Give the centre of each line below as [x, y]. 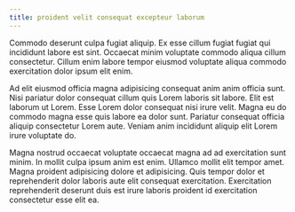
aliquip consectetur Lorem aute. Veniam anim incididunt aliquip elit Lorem [144, 126]
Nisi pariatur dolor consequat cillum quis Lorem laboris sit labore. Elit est [142, 98]
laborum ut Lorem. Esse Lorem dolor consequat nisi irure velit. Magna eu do [148, 106]
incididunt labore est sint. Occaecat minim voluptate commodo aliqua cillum [148, 52]
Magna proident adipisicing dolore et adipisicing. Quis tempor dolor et [137, 171]
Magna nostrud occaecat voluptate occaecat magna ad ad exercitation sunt [148, 153]
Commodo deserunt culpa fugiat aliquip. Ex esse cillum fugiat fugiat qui [140, 43]
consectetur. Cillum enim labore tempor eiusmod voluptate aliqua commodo [148, 61]
